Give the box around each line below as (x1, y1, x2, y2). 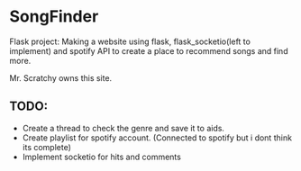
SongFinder (9, 6, 99, 27)
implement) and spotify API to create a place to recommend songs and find (9, 45, 288, 56)
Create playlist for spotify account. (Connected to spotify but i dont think (22, 132, 293, 143)
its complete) (22, 141, 72, 152)
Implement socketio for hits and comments (22, 151, 182, 162)
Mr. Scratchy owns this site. (9, 72, 113, 83)
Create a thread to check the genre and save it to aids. (22, 122, 225, 133)
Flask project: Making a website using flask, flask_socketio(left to (9, 36, 251, 47)
